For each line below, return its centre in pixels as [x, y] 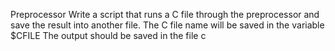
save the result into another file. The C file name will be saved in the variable [167, 25]
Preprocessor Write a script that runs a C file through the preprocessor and [165, 14]
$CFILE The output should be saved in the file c [108, 35]
